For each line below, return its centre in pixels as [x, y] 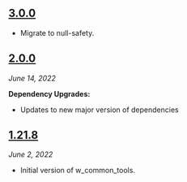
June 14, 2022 [32, 78]
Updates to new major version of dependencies [100, 110]
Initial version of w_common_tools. [78, 171]
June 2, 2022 [31, 154]
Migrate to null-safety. [57, 32]
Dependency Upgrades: [49, 93]
